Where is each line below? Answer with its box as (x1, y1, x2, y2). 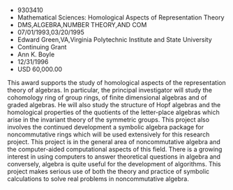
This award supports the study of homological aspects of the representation (7, 79, 226, 86)
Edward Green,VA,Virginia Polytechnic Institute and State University (17, 35, 213, 44)
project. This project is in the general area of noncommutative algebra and (7, 138, 221, 145)
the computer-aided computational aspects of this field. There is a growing (7, 145, 223, 153)
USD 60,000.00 (17, 65, 63, 73)
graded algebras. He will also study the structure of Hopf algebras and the (7, 101, 221, 109)
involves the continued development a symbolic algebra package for (7, 123, 204, 131)
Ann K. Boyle (17, 50, 55, 58)
